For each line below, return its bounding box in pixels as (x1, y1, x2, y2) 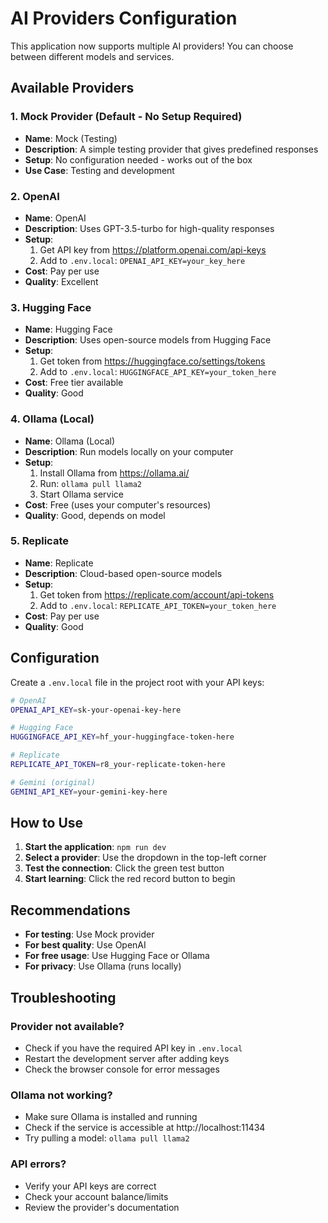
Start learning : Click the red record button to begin (24, 873, 236, 885)
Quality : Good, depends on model (24, 509, 166, 521)
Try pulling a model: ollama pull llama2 (24, 1132, 190, 1144)
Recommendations (10, 902, 131, 919)
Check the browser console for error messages (24, 1063, 220, 1075)
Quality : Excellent (24, 275, 99, 287)
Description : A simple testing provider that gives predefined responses (24, 143, 319, 155)
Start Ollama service (39, 488, 124, 500)
